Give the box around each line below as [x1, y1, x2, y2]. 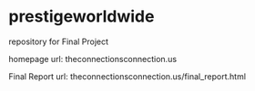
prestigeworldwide [8, 6, 155, 27]
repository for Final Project [8, 36, 109, 47]
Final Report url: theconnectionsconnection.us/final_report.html [8, 70, 247, 82]
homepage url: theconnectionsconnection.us [8, 53, 178, 64]
